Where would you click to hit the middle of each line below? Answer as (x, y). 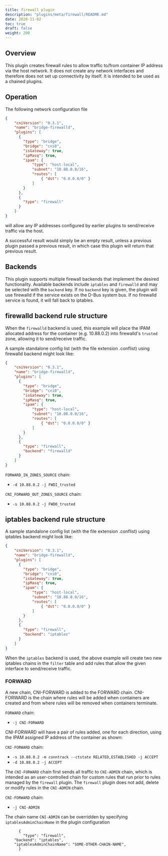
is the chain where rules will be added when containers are (89, 697)
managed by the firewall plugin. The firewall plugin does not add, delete (82, 782)
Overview (21, 53)
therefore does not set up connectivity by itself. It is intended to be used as (82, 76)
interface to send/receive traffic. (38, 668)
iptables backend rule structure (55, 520)
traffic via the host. (24, 231)
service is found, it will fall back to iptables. (49, 300)
